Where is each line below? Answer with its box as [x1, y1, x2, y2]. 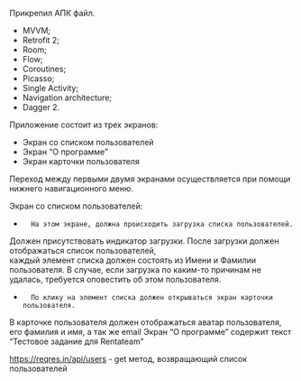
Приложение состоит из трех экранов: [9, 119, 159, 130]
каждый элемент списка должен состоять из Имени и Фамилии [9, 255, 257, 265]
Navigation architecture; [22, 92, 113, 103]
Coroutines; [22, 63, 67, 74]
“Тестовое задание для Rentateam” [9, 336, 144, 347]
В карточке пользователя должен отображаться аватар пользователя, [9, 317, 282, 328]
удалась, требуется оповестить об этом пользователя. [9, 274, 222, 284]
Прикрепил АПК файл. [9, 8, 96, 18]
